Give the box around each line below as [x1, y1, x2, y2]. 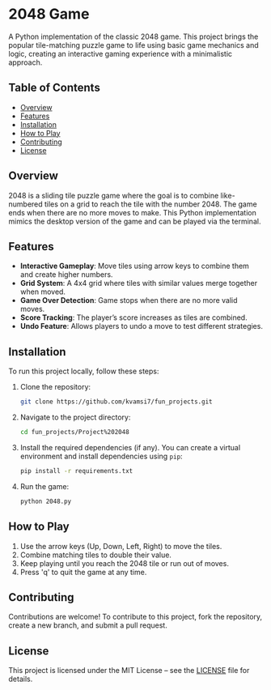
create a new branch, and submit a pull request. [8, 620, 167, 630]
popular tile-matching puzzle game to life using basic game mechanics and [8, 40, 259, 49]
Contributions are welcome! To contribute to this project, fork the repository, [8, 612, 263, 622]
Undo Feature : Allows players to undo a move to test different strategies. [19, 322, 263, 331]
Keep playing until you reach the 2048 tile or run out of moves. [19, 558, 229, 568]
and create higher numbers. [19, 270, 113, 279]
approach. [8, 57, 43, 67]
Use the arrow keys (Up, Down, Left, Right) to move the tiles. [19, 541, 222, 551]
